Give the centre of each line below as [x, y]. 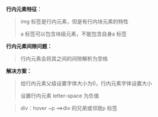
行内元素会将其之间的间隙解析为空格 [64, 58]
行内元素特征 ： [24, 9]
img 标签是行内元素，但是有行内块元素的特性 [74, 22]
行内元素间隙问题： [29, 46]
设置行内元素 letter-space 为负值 [60, 96]
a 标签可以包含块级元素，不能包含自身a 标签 [73, 34]
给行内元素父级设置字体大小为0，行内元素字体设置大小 [86, 83]
